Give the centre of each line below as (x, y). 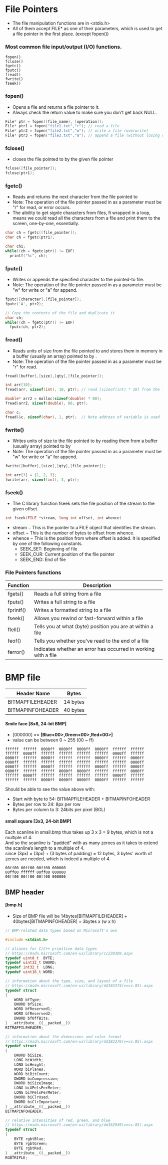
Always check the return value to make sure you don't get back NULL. (84, 112)
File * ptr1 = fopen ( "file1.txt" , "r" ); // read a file (62, 126)
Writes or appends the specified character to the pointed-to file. (78, 280)
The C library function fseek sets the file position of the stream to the (83, 503)
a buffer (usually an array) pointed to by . (54, 356)
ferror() (16, 652)
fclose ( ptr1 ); (20, 173)
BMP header (25, 892)
